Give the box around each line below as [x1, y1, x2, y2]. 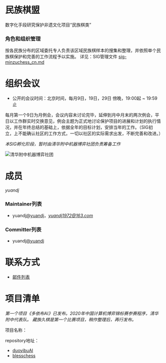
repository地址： [5, 337, 40, 343]
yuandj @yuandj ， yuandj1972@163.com [12, 213, 93, 219]
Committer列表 [5, 226, 42, 233]
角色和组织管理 [5, 35, 41, 42]
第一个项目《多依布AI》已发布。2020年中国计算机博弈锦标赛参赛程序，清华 [5, 310, 159, 316]
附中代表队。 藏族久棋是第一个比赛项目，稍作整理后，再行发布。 [5, 317, 136, 323]
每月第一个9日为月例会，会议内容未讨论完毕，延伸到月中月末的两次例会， [5, 112, 155, 118]
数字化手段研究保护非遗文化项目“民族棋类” [5, 22, 91, 28]
